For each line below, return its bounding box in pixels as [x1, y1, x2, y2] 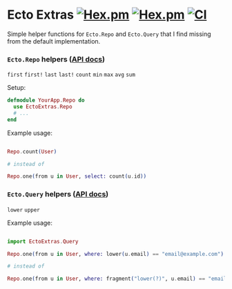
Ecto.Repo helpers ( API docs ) [7, 54, 106, 64]
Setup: [7, 84, 26, 92]
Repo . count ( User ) [7, 148, 57, 155]
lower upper [7, 206, 40, 214]
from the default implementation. [7, 37, 101, 45]
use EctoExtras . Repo [13, 104, 72, 111]
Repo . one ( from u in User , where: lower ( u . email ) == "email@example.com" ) [7, 250, 224, 257]
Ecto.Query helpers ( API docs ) [7, 189, 109, 199]
